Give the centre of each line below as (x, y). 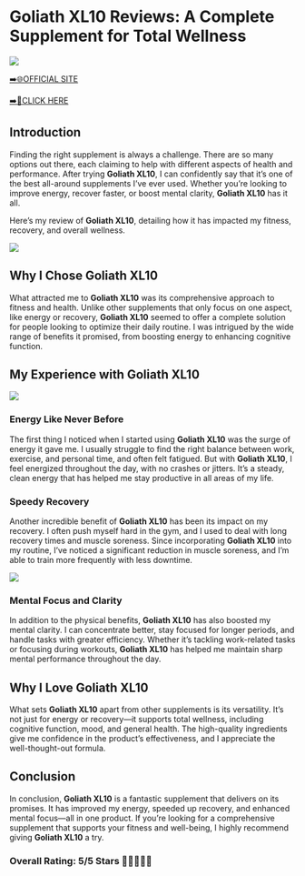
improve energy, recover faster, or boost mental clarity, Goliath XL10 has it (148, 193)
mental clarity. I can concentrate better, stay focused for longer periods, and (152, 630)
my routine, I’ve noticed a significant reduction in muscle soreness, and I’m (149, 550)
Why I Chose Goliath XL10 (84, 276)
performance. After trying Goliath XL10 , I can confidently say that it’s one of (151, 174)
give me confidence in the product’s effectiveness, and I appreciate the (143, 739)
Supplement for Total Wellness (128, 36)
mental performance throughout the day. (85, 659)
